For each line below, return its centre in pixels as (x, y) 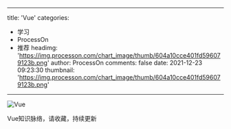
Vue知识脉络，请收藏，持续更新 (52, 118)
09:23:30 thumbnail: (46, 70)
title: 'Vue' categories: (38, 17)
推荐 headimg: (37, 48)
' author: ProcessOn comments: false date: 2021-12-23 (125, 63)
